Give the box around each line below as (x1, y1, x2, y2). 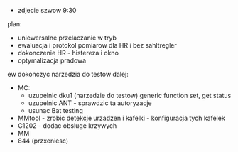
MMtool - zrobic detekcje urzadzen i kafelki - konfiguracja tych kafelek (17, 114, 225, 122)
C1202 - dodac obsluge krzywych (17, 121, 117, 130)
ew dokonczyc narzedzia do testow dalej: (7, 70, 129, 78)
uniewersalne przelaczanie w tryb (17, 33, 117, 42)
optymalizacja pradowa (17, 56, 87, 65)
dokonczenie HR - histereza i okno (17, 49, 119, 57)
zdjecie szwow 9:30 (17, 6, 77, 14)
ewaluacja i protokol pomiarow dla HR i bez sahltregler (17, 41, 178, 49)
